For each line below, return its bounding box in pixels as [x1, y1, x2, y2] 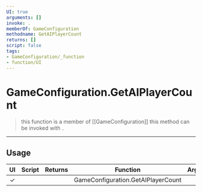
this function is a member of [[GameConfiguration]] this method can [20, 118, 190, 126]
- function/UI [6, 59, 42, 65]
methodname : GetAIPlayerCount [6, 31, 82, 37]
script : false [6, 43, 42, 49]
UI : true [6, 8, 28, 15]
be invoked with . [20, 124, 65, 132]
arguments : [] [6, 14, 42, 21]
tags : [6, 48, 20, 54]
